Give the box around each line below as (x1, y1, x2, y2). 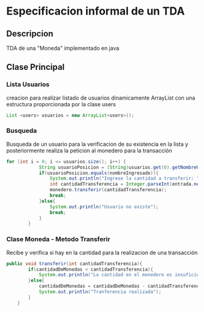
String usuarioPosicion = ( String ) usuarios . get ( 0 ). (38, 164, 172, 171)
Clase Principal (6, 62, 65, 72)
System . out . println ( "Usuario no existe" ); (49, 203, 159, 210)
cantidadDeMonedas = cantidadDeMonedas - (38, 283, 146, 290)
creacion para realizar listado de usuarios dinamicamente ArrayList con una (6, 94, 195, 101)
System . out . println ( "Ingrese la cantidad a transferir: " (49, 175, 200, 181)
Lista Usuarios (6, 80, 50, 89)
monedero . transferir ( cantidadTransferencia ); (49, 187, 167, 193)
